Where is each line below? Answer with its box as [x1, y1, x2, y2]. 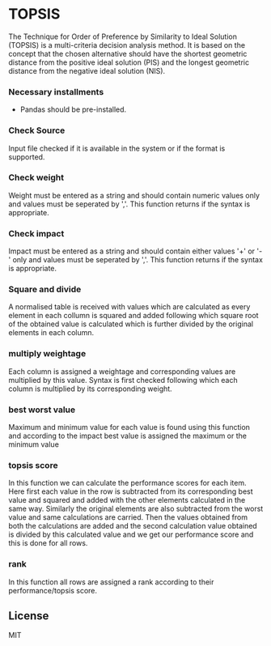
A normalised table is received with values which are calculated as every [8, 302, 251, 312]
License [8, 609, 49, 623]
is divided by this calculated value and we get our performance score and [8, 529, 254, 539]
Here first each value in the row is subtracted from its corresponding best [8, 487, 253, 496]
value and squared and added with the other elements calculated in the [8, 495, 246, 505]
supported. [8, 151, 45, 162]
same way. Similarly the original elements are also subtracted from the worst [8, 504, 264, 514]
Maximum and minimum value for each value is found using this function [8, 423, 251, 432]
